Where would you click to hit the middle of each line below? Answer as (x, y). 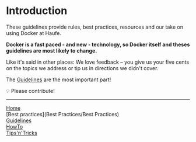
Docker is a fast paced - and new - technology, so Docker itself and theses (98, 44)
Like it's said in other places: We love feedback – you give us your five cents (98, 62)
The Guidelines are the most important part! (59, 79)
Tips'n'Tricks (22, 133)
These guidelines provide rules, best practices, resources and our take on (95, 27)
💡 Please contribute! (31, 91)
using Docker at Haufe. (34, 33)
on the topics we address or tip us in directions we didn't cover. (82, 68)
